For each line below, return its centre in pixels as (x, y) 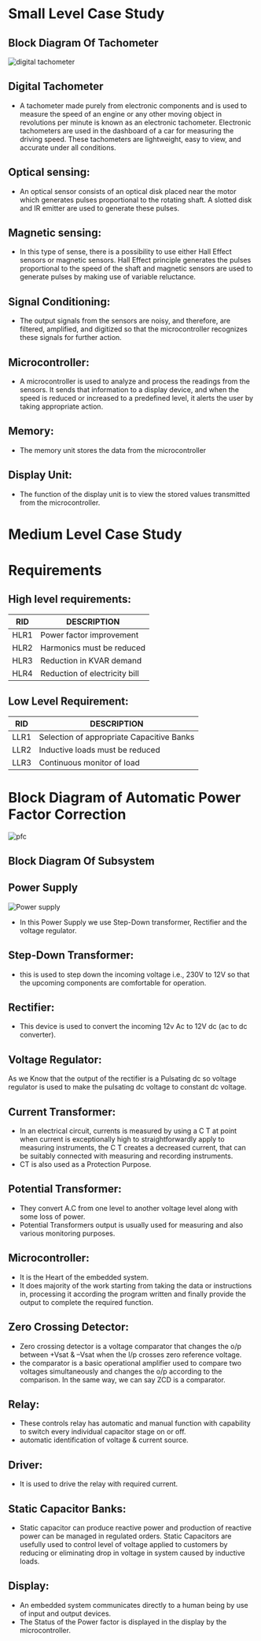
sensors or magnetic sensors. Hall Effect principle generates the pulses (135, 260)
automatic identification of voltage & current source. (104, 1440)
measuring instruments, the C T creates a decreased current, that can (132, 1148)
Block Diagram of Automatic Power (125, 797)
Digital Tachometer (56, 86)
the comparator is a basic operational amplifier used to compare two (130, 1363)
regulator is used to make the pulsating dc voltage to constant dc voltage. (127, 1087)
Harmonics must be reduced (93, 648)
